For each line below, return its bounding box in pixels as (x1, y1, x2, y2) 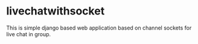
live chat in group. (6, 30, 51, 37)
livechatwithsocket (6, 4, 105, 18)
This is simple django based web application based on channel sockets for (6, 24, 192, 31)
